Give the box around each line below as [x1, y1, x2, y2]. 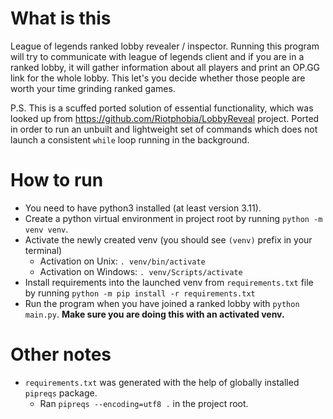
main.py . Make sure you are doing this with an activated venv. [24, 308, 285, 320]
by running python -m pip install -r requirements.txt [24, 287, 256, 299]
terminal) [24, 244, 63, 256]
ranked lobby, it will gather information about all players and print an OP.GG [10, 61, 321, 73]
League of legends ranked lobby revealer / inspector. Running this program [10, 40, 320, 52]
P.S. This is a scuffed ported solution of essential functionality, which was [10, 102, 314, 114]
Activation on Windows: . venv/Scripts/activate [39, 265, 243, 277]
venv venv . [24, 223, 69, 235]
